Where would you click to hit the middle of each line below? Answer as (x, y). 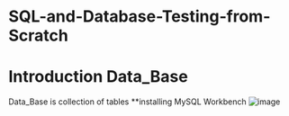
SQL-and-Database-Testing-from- (140, 17)
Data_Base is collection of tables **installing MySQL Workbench (127, 102)
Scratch (38, 36)
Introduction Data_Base (98, 77)
